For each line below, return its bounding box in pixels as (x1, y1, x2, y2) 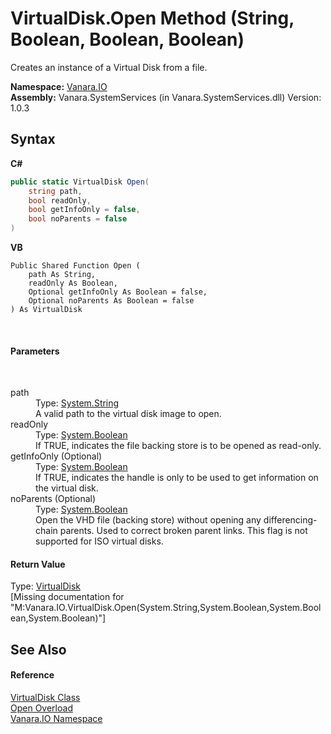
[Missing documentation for (10, 591, 125, 603)
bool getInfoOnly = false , (28, 205, 141, 215)
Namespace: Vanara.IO (10, 80, 108, 92)
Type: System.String (35, 397, 120, 409)
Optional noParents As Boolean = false (28, 296, 195, 306)
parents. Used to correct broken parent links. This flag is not (59, 525, 308, 537)
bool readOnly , (28, 195, 92, 206)
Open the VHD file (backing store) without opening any (35, 514, 262, 526)
